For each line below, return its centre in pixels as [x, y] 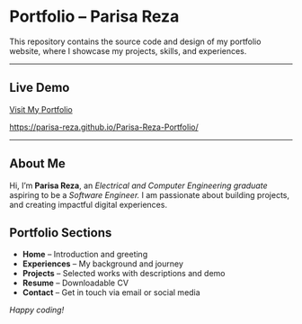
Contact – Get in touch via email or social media [111, 292]
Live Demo [40, 88]
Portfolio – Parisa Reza [94, 17]
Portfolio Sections [61, 233]
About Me [37, 164]
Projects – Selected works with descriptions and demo [124, 274]
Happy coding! [37, 310]
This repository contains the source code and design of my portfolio [135, 41]
